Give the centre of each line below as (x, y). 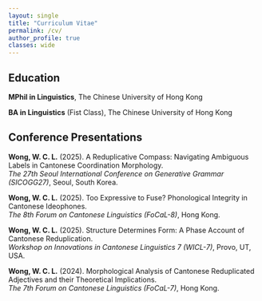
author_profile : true (44, 38)
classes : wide (32, 46)
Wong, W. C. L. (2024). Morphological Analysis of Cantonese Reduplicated (131, 271)
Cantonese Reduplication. (51, 238)
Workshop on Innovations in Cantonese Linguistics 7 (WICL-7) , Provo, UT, (130, 247)
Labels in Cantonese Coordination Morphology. (86, 165)
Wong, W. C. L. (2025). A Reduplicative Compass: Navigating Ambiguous (129, 156)
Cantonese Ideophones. (48, 206)
